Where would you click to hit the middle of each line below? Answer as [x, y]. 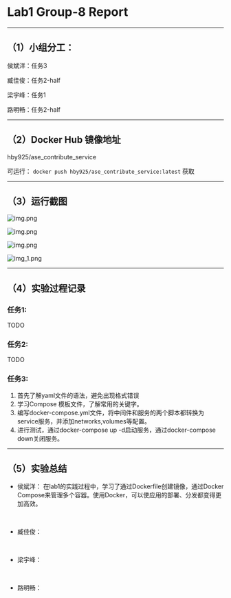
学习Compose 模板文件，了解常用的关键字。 [80, 403]
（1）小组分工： [41, 48]
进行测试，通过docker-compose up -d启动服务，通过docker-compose [117, 430]
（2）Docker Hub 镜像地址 [64, 140]
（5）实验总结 [37, 469]
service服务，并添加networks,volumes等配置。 [84, 421]
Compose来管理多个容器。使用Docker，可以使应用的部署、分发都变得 [116, 495]
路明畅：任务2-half [34, 109]
